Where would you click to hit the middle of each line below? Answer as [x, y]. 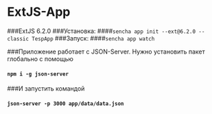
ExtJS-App [39, 12]
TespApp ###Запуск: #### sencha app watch [93, 38]
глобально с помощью [40, 58]
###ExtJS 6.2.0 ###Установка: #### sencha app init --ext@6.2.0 [102, 31]
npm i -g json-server [38, 74]
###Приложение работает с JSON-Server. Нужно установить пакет [106, 52]
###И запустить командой [46, 89]
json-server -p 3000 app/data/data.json [66, 104]
